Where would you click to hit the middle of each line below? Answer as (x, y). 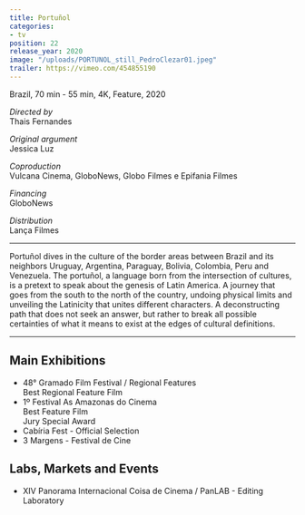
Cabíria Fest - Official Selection (81, 431)
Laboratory (43, 500)
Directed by (31, 112)
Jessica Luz (32, 148)
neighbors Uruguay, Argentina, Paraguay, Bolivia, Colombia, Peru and (139, 266)
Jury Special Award (59, 421)
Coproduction (35, 166)
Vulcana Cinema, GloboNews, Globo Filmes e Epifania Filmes (123, 175)
